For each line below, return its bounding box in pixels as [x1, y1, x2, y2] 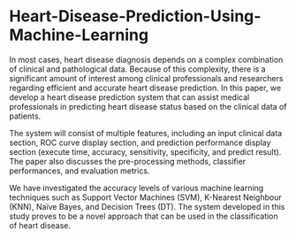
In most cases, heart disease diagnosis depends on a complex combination [9, 54, 284, 65]
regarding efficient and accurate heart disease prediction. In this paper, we [9, 82, 281, 93]
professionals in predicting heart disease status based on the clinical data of [9, 101, 287, 111]
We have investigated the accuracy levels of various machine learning [9, 182, 264, 193]
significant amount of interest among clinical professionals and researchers [9, 73, 284, 83]
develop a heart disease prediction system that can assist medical [9, 91, 250, 103]
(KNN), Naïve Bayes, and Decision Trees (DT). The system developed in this [9, 201, 285, 211]
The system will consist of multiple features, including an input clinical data [9, 127, 283, 138]
